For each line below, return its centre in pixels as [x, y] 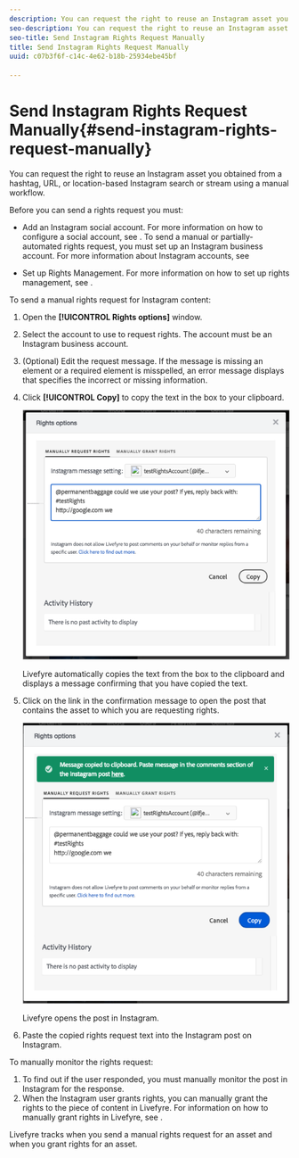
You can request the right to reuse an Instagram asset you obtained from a [146, 173]
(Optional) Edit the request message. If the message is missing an [142, 360]
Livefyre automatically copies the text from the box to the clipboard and [153, 674]
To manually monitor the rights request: [81, 1062]
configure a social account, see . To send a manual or [121, 236]
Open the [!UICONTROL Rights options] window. [112, 317]
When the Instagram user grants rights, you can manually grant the [145, 1098]
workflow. [27, 193]
